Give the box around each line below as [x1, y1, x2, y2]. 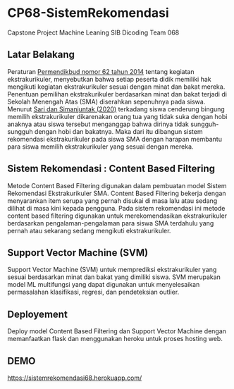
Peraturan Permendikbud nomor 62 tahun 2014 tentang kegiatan [7, 67, 195, 75]
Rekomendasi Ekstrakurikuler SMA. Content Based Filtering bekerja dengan [7, 189, 227, 197]
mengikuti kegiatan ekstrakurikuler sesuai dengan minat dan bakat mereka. [7, 82, 226, 91]
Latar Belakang [7, 49, 75, 61]
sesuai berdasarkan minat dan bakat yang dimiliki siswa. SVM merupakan [7, 273, 221, 281]
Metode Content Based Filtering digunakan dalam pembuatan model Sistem [7, 181, 227, 190]
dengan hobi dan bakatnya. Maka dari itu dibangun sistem [34, 127, 203, 135]
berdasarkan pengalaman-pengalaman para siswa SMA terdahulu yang [7, 218, 214, 227]
